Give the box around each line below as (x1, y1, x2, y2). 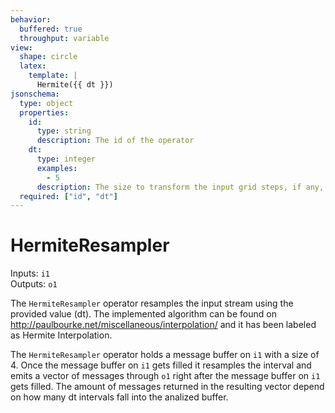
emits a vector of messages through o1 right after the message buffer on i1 (10, 370, 321, 382)
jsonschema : (10, 89, 60, 99)
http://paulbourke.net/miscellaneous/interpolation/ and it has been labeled (10, 319, 317, 331)
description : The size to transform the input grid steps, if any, (36, 182, 325, 192)
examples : (36, 163, 78, 173)
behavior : (10, 14, 52, 25)
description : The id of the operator (36, 136, 195, 146)
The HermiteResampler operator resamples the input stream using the (10, 297, 294, 310)
